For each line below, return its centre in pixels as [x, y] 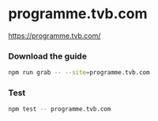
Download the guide [47, 56]
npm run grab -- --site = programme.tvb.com [79, 73]
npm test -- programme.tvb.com [60, 109]
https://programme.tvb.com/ [55, 36]
